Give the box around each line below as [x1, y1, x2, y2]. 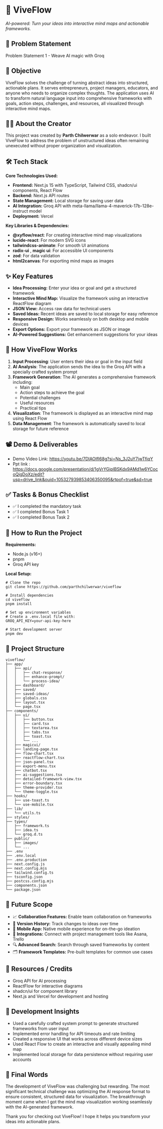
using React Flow [12, 415, 48, 421]
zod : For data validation [12, 253, 60, 259]
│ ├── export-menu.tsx [5, 764, 56, 769]
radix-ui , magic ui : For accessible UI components [12, 248, 114, 253]
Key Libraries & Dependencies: [5, 223, 70, 229]
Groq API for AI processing [12, 978, 67, 984]
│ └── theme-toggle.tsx [5, 789, 58, 794]
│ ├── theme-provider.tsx [5, 785, 63, 790]
